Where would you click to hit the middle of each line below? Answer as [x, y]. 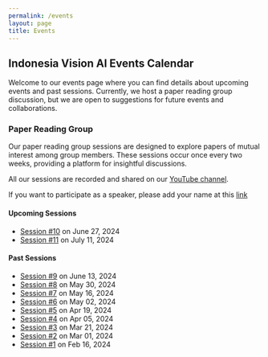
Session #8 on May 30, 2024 [68, 284]
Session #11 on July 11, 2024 [67, 240]
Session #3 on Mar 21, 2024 [67, 327]
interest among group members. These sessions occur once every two [126, 155]
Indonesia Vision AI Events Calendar [101, 63]
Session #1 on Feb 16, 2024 [65, 344]
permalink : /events [41, 16]
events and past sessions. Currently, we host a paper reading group [120, 91]
